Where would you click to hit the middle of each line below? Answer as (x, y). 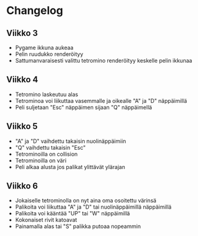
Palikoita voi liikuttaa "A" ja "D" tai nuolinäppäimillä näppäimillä (93, 207)
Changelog (35, 11)
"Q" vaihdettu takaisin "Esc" (50, 147)
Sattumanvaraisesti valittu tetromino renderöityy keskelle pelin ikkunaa (104, 61)
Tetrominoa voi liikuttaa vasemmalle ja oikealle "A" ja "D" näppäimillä (101, 100)
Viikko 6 (22, 186)
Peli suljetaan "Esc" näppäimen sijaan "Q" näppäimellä (83, 107)
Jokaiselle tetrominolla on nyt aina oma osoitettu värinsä (86, 201)
